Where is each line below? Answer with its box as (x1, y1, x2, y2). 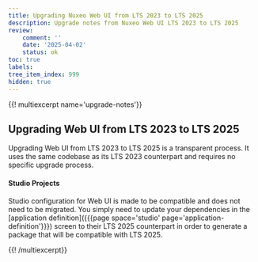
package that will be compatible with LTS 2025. (8, 230, 163, 239)
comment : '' (22, 33, 62, 42)
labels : (8, 63, 34, 71)
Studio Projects (8, 178, 60, 188)
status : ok (22, 48, 59, 56)
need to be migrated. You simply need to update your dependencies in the (8, 204, 251, 214)
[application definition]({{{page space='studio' (8, 213, 161, 222)
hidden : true (8, 78, 51, 85)
